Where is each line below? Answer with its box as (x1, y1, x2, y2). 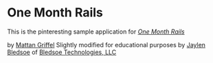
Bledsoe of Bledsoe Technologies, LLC (7, 48, 117, 56)
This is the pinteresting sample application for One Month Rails (7, 27, 185, 36)
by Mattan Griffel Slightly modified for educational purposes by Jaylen (7, 40, 206, 49)
